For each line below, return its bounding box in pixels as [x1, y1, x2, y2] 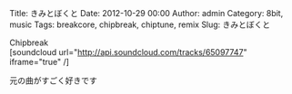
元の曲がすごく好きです [9, 75, 97, 86]
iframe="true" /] [9, 57, 70, 67]
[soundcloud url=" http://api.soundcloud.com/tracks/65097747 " [9, 47, 247, 57]
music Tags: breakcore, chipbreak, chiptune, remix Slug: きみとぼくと [9, 19, 271, 30]
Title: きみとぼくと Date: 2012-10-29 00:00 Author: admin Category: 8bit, [9, 8, 284, 18]
